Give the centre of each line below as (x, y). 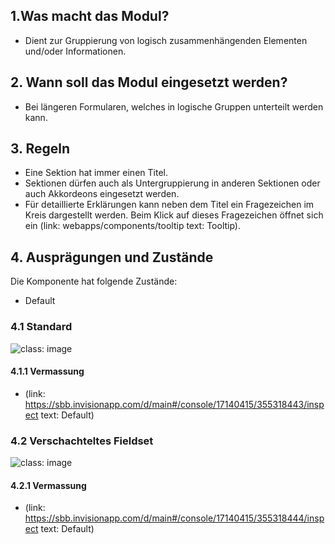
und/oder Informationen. (75, 51)
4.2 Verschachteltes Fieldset (82, 441)
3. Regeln (40, 149)
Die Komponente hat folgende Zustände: (94, 281)
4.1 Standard (41, 327)
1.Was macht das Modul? (90, 16)
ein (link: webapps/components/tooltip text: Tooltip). (133, 226)
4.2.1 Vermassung (48, 485)
